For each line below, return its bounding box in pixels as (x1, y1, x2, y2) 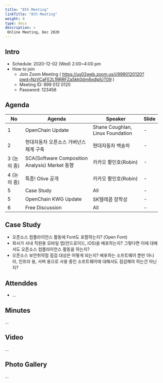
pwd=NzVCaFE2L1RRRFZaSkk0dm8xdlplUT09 (19, 76, 112, 82)
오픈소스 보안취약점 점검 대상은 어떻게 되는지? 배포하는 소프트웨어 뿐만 (12, 252, 146, 259)
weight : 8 (5, 16, 25, 21)
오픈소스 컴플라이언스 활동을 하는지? (21, 246, 90, 252)
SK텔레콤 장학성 (93, 196, 128, 202)
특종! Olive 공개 (25, 175, 59, 182)
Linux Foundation (93, 130, 132, 137)
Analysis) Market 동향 (25, 161, 74, 168)
